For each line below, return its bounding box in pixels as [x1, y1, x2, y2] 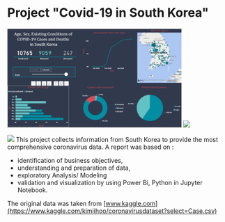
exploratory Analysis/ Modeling [17, 171, 107, 180]
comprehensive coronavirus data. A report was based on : [7, 143, 174, 151]
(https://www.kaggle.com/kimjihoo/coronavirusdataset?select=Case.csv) [7, 207, 217, 215]
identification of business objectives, [17, 157, 123, 165]
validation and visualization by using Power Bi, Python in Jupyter [17, 179, 203, 187]
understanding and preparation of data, [17, 164, 131, 172]
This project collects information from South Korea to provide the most [15, 136, 218, 144]
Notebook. [17, 186, 48, 194]
